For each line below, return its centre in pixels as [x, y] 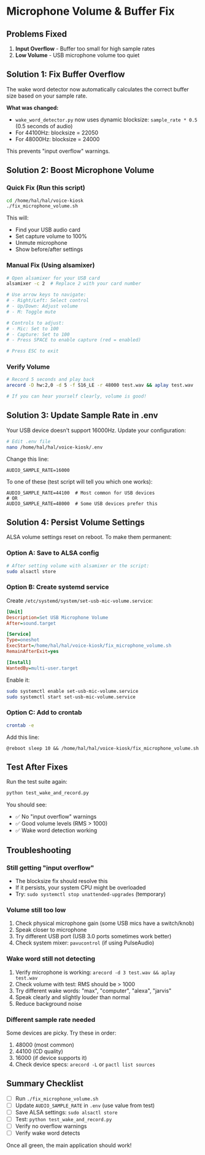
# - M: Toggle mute [31, 312]
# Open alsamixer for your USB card [53, 278]
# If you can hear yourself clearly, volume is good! [77, 396]
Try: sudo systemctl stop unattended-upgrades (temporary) [91, 894]
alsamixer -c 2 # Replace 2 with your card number [74, 284]
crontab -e [20, 725]
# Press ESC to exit [33, 351]
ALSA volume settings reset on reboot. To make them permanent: [89, 537]
